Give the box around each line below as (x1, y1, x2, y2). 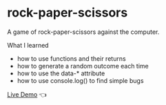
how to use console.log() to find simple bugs (17, 76, 144, 84)
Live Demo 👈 (7, 90, 47, 98)
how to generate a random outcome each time (17, 61, 149, 70)
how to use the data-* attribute (17, 69, 105, 77)
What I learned (7, 41, 50, 49)
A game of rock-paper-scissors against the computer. (7, 28, 160, 36)
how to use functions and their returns (17, 54, 126, 63)
